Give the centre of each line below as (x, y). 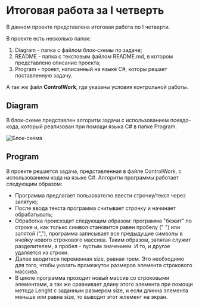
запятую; (27, 202)
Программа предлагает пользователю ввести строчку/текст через (100, 195)
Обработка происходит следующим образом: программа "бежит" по (103, 221)
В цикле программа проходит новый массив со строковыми (92, 277)
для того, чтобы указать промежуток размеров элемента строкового (103, 265)
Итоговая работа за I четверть (85, 10)
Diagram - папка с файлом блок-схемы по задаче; (78, 50)
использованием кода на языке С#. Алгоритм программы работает (93, 177)
